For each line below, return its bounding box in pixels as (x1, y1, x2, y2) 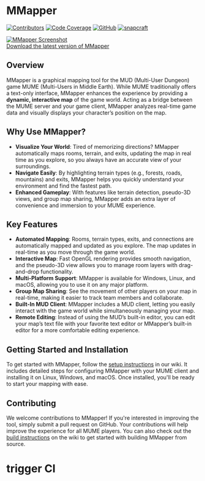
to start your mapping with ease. (6, 381, 89, 388)
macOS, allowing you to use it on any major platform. (15, 281, 149, 289)
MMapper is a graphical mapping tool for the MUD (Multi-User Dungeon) (6, 76, 190, 83)
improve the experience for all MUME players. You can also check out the (6, 427, 192, 434)
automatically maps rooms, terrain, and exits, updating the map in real (15, 150, 192, 157)
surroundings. (15, 162, 51, 170)
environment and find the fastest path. (15, 182, 112, 189)
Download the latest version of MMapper (6, 42, 110, 50)
